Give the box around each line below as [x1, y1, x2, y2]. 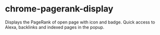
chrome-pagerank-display [5, 3, 113, 14]
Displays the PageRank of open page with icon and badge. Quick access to [5, 19, 155, 25]
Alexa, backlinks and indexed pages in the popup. [5, 24, 105, 30]
